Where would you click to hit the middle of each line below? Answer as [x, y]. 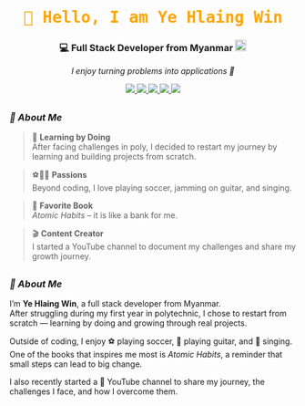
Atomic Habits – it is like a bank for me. [105, 215]
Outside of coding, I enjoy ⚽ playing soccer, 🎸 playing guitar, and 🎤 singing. [151, 341]
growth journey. [61, 256]
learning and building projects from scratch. [114, 157]
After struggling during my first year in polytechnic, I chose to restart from [148, 314]
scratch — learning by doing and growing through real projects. [128, 323]
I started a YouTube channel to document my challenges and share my [164, 247]
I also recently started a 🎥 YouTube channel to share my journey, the [137, 382]
